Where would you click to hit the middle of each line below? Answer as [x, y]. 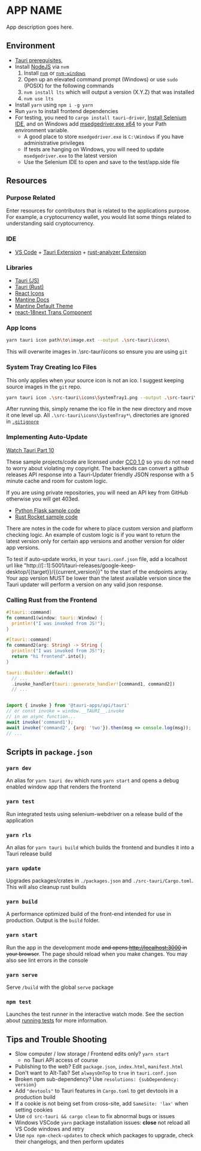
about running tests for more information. [57, 1021]
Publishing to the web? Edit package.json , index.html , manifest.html [99, 1067]
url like [14, 565]
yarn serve [22, 975]
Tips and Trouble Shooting [57, 1039]
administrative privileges [54, 143]
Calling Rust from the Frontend [52, 600]
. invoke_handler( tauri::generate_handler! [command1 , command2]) [93, 684]
